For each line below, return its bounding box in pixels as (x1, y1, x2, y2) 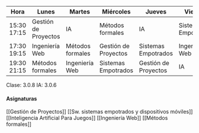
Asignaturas (6, 95, 37, 102)
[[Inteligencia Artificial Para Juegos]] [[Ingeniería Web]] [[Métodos (6, 115, 168, 122)
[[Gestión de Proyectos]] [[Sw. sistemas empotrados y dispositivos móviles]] (6, 108, 193, 115)
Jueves (145, 8, 167, 15)
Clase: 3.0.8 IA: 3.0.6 (6, 82, 57, 88)
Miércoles (101, 8, 131, 15)
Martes (69, 8, 91, 15)
